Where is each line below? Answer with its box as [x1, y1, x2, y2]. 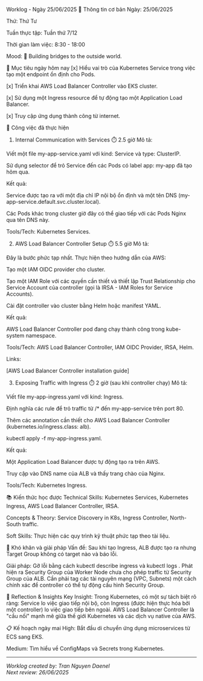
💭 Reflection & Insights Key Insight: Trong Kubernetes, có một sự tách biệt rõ [6, 593, 197, 600]
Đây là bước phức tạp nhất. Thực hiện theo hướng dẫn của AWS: [6, 254, 166, 261]
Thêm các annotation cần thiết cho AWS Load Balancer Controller [6, 417, 170, 423]
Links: [6, 356, 21, 362]
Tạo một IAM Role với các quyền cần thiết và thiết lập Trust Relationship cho [6, 278, 196, 284]
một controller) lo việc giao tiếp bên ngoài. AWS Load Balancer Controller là [6, 606, 195, 613]
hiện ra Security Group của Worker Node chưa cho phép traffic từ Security [6, 569, 192, 576]
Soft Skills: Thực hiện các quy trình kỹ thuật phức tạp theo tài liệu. [6, 532, 170, 539]
